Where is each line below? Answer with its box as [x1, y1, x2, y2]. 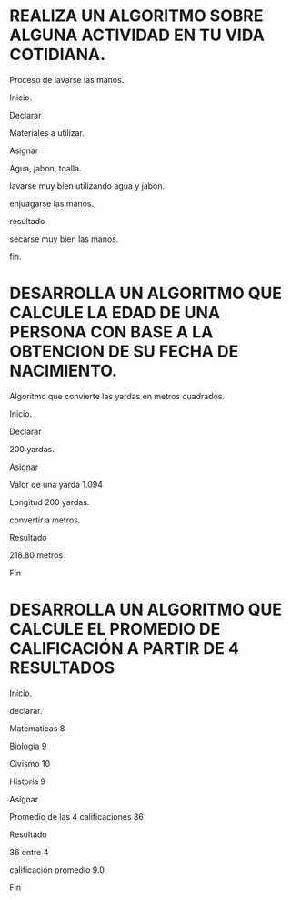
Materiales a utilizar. [9, 127, 85, 138]
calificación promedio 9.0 [9, 864, 105, 875]
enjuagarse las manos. [9, 198, 94, 209]
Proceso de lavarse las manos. [9, 74, 125, 85]
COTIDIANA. [9, 45, 106, 65]
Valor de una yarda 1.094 [9, 479, 103, 490]
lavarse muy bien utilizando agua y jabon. [9, 180, 166, 191]
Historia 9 [9, 776, 46, 787]
